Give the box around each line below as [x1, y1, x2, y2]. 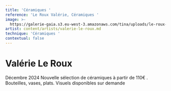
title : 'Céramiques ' [5, 7, 51, 13]
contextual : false [5, 36, 44, 41]
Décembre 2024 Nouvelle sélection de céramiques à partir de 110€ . [5, 74, 148, 80]
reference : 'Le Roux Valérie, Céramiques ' [5, 12, 99, 17]
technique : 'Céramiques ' [5, 31, 60, 36]
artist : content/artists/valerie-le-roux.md [5, 26, 101, 32]
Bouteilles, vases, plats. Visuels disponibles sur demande [5, 80, 126, 86]
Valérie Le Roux [5, 58, 73, 69]
